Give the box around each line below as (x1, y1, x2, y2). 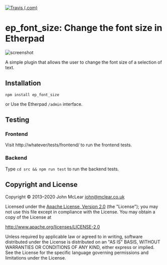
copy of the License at (5, 214, 52, 220)
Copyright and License (5, 180, 78, 189)
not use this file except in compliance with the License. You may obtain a (5, 208, 155, 215)
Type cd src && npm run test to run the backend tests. (5, 166, 119, 172)
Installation (5, 79, 41, 88)
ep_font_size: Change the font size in (5, 23, 162, 34)
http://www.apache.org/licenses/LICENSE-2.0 (5, 223, 100, 230)
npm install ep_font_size (5, 92, 59, 97)
